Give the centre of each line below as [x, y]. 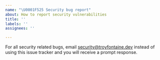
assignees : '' [20, 28]
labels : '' [17, 24]
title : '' [16, 19]
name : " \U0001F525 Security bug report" [48, 10]
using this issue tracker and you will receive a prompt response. [71, 52]
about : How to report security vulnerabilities [56, 14]
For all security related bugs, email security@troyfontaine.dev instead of [80, 47]
